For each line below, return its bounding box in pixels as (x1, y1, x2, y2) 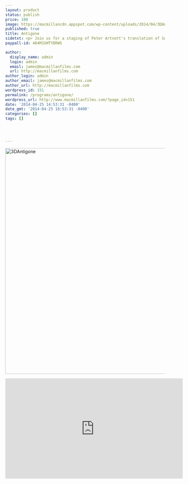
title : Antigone (5, 31, 40, 36)
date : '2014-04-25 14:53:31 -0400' (5, 102, 81, 107)
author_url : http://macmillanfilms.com (5, 83, 90, 88)
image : (5, 21, 19, 27)
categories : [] (5, 111, 37, 117)
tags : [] (5, 116, 24, 121)
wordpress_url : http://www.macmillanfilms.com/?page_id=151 (5, 97, 135, 102)
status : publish (5, 12, 40, 17)
